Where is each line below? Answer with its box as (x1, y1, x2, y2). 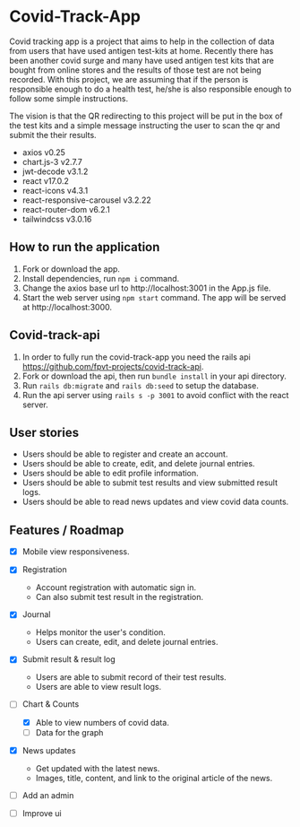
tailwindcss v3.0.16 (21, 213, 92, 224)
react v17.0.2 (21, 175, 69, 186)
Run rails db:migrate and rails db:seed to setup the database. (21, 379, 260, 391)
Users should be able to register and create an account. (21, 448, 228, 459)
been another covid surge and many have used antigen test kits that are (9, 55, 275, 65)
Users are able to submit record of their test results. (35, 672, 227, 683)
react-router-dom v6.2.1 (21, 204, 110, 214)
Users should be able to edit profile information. (21, 468, 199, 479)
